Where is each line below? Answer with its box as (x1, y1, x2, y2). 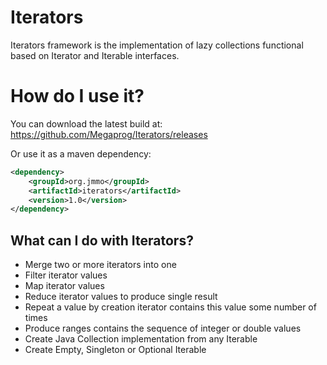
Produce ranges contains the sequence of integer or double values (24, 322, 302, 335)
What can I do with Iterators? (10, 232, 194, 249)
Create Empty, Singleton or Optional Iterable (24, 344, 207, 356)
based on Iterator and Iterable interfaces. (10, 49, 180, 61)
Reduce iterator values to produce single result (24, 291, 218, 303)
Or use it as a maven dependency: (10, 147, 152, 160)
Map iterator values (24, 280, 105, 292)
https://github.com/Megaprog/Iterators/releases (10, 128, 208, 140)
